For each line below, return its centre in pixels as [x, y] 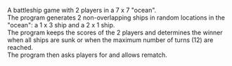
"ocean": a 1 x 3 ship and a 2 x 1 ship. [61, 25]
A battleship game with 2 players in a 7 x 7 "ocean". [82, 10]
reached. [20, 47]
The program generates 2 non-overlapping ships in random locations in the [116, 18]
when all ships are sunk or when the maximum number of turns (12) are [110, 40]
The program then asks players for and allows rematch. [87, 55]
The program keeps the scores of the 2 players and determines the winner [115, 32]
